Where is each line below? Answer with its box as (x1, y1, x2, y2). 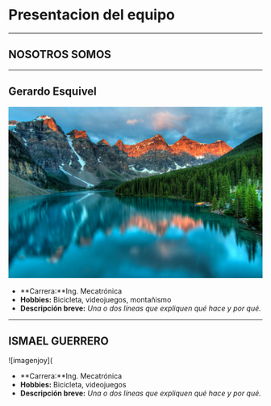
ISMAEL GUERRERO (8, 334, 109, 349)
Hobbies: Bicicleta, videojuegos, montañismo (19, 294, 172, 304)
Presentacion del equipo (8, 6, 175, 24)
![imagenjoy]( (8, 356, 53, 366)
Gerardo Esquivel (8, 85, 97, 99)
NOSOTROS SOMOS (8, 48, 111, 61)
